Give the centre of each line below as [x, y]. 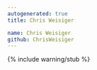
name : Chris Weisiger [39, 33]
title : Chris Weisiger [41, 20]
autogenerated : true [38, 14]
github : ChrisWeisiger [41, 39]
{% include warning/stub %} [49, 59]
